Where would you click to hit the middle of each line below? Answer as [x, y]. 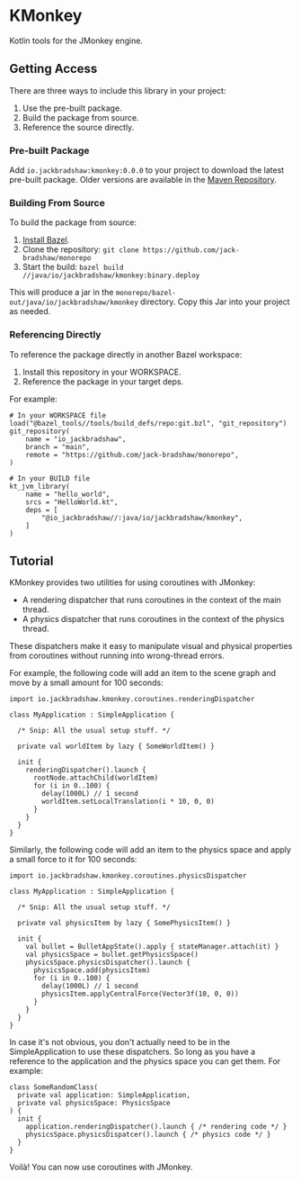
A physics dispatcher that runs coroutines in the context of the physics [153, 619]
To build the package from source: [73, 222]
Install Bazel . [46, 240]
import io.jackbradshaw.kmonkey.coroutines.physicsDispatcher [128, 876]
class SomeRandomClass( [54, 1087]
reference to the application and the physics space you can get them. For [145, 1061]
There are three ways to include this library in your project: [118, 90]
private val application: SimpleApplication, [104, 1095]
